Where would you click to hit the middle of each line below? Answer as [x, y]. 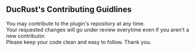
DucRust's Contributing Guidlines [69, 10]
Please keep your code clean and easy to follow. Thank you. [79, 42]
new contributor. [26, 36]
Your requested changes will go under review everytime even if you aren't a [97, 30]
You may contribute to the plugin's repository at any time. [75, 23]
